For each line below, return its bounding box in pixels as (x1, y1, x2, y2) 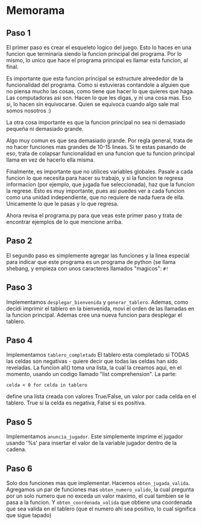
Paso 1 (6, 28, 31, 38)
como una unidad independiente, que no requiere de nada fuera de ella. (6, 194, 185, 200)
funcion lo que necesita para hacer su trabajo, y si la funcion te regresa (6, 174, 184, 182)
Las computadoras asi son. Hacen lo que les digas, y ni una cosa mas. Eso (6, 94, 192, 101)
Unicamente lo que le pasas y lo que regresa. (6, 200, 119, 207)
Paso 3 (6, 282, 33, 292)
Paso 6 (6, 463, 33, 474)
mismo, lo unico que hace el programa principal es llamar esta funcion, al (6, 57, 188, 64)
